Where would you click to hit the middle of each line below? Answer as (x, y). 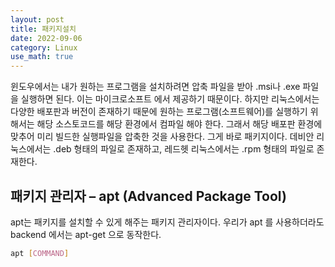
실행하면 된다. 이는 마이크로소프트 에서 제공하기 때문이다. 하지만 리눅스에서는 (170, 99)
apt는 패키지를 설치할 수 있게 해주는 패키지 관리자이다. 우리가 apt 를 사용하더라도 (167, 222)
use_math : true (42, 57)
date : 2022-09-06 (46, 38)
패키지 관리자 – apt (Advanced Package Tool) (148, 196)
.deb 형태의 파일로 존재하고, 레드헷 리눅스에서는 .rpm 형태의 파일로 (184, 149)
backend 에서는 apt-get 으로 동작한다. (86, 234)
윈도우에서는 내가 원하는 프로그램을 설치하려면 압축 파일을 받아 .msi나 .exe (155, 87)
